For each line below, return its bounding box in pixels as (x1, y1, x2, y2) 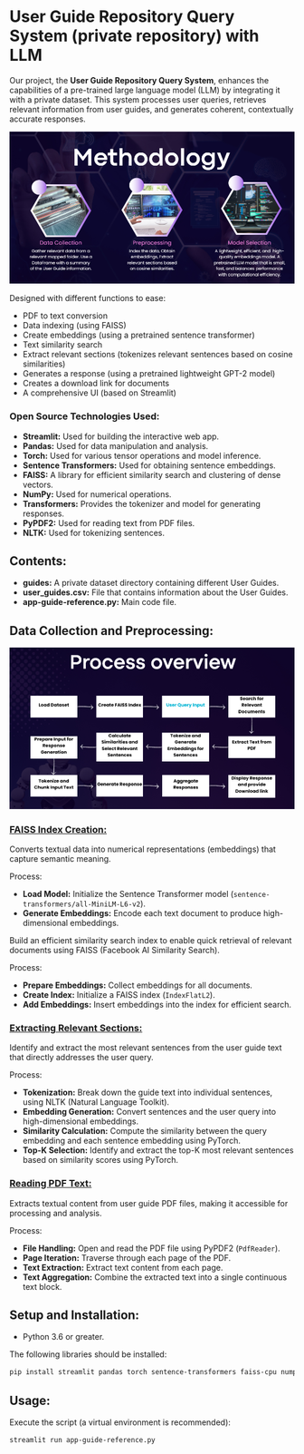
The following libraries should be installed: (9, 1349, 167, 1360)
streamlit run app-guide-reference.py (9, 1436, 156, 1445)
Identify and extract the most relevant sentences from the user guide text (9, 1042, 282, 1053)
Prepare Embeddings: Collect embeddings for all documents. (22, 980, 253, 990)
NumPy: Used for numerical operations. (22, 488, 172, 500)
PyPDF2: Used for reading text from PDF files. (22, 517, 195, 528)
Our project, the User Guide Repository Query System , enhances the (9, 74, 270, 85)
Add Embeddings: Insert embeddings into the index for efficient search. (22, 1000, 292, 1010)
